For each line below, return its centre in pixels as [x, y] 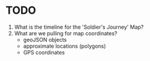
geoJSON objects [45, 39]
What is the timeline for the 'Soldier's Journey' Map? [79, 27]
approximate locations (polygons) [65, 46]
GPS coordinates [44, 52]
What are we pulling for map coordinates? [66, 33]
